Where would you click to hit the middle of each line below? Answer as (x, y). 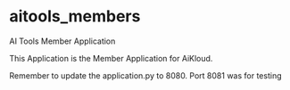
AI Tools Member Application (62, 41)
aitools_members (75, 16)
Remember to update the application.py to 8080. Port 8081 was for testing (145, 75)
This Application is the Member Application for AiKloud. (111, 58)
